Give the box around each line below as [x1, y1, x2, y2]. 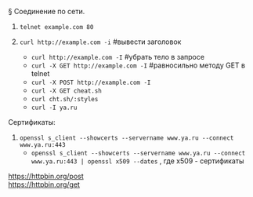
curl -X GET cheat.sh [31, 87, 102, 95]
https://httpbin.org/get [8, 180, 81, 189]
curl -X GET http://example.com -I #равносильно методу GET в [31, 60, 245, 70]
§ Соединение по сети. [8, 7, 85, 16]
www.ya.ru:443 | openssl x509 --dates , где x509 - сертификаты [31, 156, 244, 166]
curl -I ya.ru [31, 104, 78, 111]
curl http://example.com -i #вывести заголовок [19, 37, 182, 46]
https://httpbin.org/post [8, 172, 84, 181]
